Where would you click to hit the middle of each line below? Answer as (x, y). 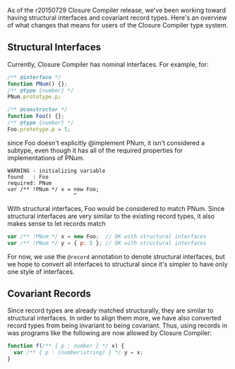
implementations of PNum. (46, 157)
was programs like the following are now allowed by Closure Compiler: (109, 333)
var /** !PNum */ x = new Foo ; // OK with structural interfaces (107, 236)
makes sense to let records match (56, 223)
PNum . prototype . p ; (34, 97)
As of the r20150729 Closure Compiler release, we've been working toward (117, 10)
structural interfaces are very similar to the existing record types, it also (111, 216)
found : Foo (28, 177)
